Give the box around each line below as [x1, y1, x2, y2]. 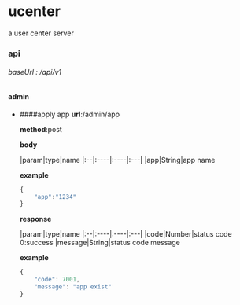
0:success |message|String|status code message [19, 238, 181, 248]
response [19, 215, 52, 224]
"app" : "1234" [34, 193, 77, 200]
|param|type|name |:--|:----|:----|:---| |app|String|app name [19, 155, 216, 164]
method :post [19, 124, 63, 134]
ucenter [8, 2, 61, 20]
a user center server [8, 28, 75, 38]
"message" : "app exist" [34, 283, 112, 291]
